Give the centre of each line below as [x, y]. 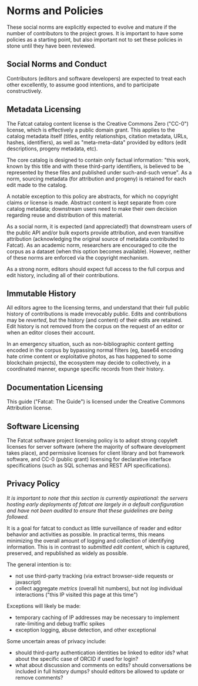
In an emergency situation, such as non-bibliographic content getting [90, 344]
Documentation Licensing [55, 387]
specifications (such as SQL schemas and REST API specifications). [89, 465]
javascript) [28, 582]
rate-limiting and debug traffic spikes [60, 623]
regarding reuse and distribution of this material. [65, 215]
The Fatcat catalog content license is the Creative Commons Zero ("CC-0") [98, 123]
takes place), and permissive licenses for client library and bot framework [96, 453]
